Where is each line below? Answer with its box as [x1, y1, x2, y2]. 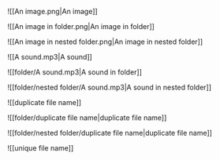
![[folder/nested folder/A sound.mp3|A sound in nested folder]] [7, 82, 212, 92]
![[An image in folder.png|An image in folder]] [7, 22, 155, 31]
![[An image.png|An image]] [7, 7, 98, 16]
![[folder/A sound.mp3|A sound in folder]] [7, 67, 143, 77]
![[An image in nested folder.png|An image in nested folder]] [7, 37, 203, 46]
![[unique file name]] [7, 144, 74, 152]
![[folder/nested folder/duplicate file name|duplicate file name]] [7, 129, 212, 137]
